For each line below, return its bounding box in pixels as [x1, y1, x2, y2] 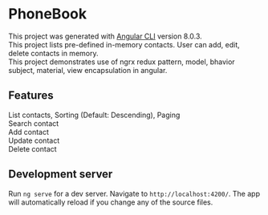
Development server [8, 168, 113, 181]
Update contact [8, 136, 60, 145]
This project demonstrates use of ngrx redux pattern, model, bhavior [8, 57, 235, 67]
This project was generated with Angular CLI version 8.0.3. [8, 31, 202, 41]
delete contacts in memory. [8, 48, 99, 58]
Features [8, 89, 54, 103]
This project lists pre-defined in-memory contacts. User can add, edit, [8, 39, 241, 49]
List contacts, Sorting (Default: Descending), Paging [8, 110, 181, 120]
